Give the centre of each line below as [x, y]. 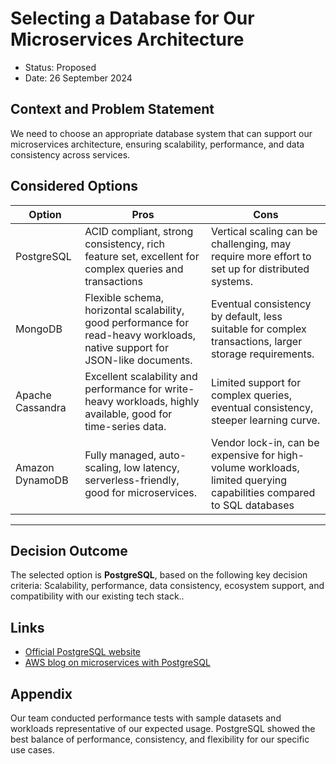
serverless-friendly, [132, 480]
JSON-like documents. [138, 360]
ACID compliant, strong [139, 231]
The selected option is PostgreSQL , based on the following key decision [159, 575]
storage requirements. [262, 354]
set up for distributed [260, 269]
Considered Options [74, 186]
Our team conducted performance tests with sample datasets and [146, 718]
